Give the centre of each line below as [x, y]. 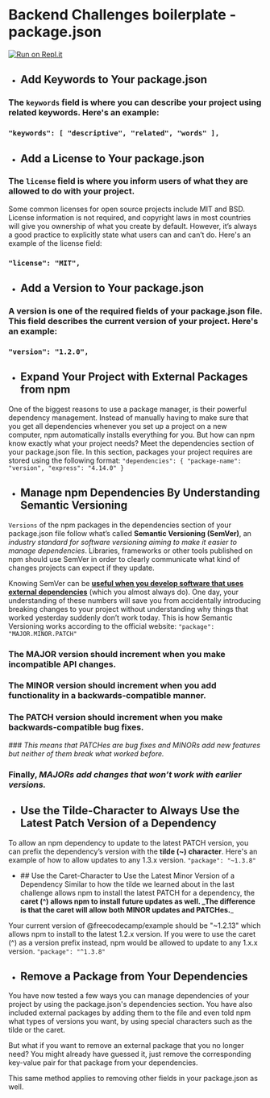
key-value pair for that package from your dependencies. [104, 1063]
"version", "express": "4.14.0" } [66, 468]
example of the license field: [55, 243]
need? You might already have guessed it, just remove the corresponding [130, 1054]
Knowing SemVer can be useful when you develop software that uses [126, 583]
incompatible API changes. [62, 664]
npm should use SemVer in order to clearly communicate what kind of [124, 559]
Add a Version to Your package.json [112, 288]
